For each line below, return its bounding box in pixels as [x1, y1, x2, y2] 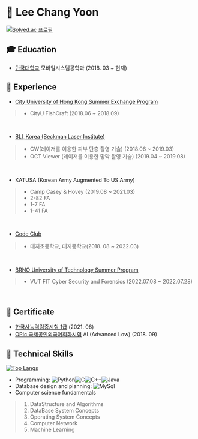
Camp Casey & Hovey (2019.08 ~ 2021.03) [29, 188, 136, 195]
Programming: [14, 376, 50, 383]
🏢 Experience [6, 82, 57, 92]
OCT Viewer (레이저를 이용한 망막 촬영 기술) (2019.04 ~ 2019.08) [29, 152, 186, 160]
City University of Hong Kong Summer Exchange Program [14, 98, 158, 105]
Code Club [14, 230, 42, 237]
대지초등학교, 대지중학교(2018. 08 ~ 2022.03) [29, 242, 139, 249]
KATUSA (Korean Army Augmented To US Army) [14, 176, 135, 184]
